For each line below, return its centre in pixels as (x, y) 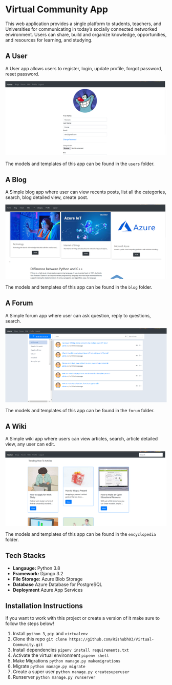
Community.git (28, 645)
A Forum (19, 303)
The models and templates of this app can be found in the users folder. (80, 164)
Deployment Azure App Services (48, 590)
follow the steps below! (30, 623)
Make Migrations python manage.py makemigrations (67, 661)
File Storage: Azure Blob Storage (48, 579)
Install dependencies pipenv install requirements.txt (71, 650)
